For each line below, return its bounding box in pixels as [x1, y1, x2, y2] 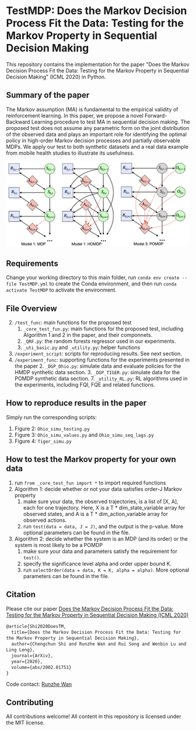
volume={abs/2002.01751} [11, 664, 72, 670]
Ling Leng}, [6, 647, 35, 653]
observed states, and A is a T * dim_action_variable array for [23, 510, 168, 517]
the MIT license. [6, 719, 45, 726]
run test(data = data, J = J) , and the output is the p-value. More [23, 522, 184, 530]
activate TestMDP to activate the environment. [6, 286, 117, 293]
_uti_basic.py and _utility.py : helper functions [23, 344, 141, 351]
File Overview [6, 303, 57, 313]
